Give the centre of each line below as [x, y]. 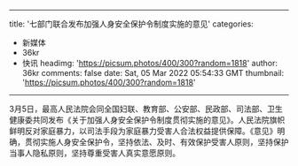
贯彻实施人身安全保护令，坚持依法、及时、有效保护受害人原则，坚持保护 [157, 142]
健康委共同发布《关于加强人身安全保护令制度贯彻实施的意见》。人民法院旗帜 [147, 120]
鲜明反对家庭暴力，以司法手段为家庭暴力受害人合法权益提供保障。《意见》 [143, 131]
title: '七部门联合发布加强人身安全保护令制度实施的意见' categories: [132, 24]
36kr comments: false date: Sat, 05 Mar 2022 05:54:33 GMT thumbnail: [153, 73]
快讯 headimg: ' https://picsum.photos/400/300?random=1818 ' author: [149, 63]
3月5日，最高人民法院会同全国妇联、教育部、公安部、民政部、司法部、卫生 [146, 109]
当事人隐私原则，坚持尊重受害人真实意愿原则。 [94, 153]
